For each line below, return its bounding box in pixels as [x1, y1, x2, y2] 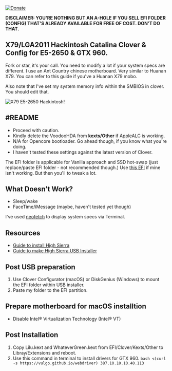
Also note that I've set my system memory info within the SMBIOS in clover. [5, 83, 165, 89]
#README [5, 114, 39, 122]
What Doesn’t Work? [5, 185, 73, 194]
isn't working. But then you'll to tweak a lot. [5, 170, 97, 176]
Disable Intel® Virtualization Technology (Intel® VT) [12, 316, 121, 322]
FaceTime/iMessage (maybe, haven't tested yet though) [12, 203, 131, 210]
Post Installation [5, 330, 59, 339]
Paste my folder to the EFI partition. [12, 287, 88, 293]
